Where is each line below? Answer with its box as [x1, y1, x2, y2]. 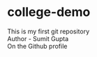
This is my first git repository [7, 27, 90, 35]
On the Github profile [7, 42, 68, 50]
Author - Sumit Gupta [7, 34, 69, 42]
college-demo [7, 4, 91, 20]
